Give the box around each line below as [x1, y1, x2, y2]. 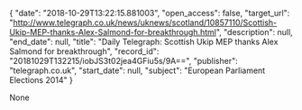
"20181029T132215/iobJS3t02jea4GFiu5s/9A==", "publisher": [9, 56, 239, 66]
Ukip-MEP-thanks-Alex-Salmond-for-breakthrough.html [9, 27, 216, 37]
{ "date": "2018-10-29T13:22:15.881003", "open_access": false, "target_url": [9, 8, 290, 18]
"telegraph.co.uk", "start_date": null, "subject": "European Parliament [9, 65, 266, 76]
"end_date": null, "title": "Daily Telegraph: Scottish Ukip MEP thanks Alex [9, 36, 279, 47]
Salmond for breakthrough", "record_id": [9, 46, 160, 57]
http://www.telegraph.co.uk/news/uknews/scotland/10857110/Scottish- [13, 17, 278, 28]
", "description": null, [215, 27, 293, 37]
